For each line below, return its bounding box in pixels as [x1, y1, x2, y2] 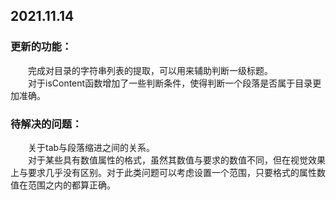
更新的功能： [10, 40, 73, 54]
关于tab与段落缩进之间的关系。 [28, 141, 156, 153]
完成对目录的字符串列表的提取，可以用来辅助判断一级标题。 [28, 64, 273, 76]
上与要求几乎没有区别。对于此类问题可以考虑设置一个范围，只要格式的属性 [10, 166, 317, 178]
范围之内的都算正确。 [27, 179, 116, 191]
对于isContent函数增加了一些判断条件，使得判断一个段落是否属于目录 [28, 77, 313, 89]
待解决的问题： [10, 117, 83, 131]
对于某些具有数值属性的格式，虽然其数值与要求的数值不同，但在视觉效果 [28, 154, 326, 166]
